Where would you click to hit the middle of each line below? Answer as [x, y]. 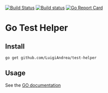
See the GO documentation [33, 85]
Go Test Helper [37, 28]
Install [15, 46]
